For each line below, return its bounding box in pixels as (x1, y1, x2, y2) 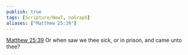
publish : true (6, 8, 42, 15)
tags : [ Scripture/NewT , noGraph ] (6, 15, 90, 21)
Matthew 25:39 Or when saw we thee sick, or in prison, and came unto (6, 37, 182, 44)
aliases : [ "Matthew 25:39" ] (6, 20, 77, 26)
